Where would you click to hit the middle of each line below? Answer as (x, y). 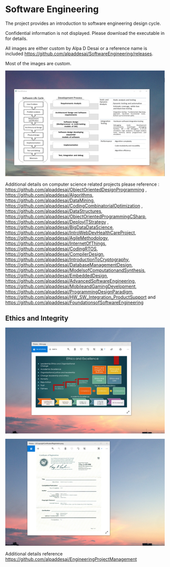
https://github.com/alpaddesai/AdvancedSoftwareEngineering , (71, 281)
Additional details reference (34, 554)
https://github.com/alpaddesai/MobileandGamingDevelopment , (71, 286)
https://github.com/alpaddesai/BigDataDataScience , (59, 227)
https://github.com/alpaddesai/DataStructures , (54, 211)
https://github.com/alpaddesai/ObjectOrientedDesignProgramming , (76, 189)
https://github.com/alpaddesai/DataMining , (50, 200)
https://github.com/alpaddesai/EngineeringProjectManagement (71, 559)
